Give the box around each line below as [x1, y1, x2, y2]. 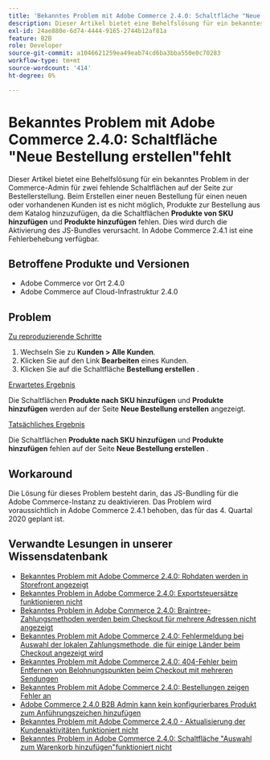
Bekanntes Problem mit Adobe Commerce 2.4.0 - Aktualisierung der [19, 717, 246, 726]
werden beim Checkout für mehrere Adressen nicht [86, 614, 256, 623]
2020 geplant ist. [8, 514, 65, 524]
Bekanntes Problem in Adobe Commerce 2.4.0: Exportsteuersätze [19, 588, 239, 598]
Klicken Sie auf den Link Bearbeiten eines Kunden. [19, 355, 189, 366]
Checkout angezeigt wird [19, 648, 104, 658]
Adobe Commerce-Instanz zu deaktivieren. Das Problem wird [8, 497, 211, 507]
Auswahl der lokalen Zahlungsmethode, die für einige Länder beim [19, 639, 241, 649]
